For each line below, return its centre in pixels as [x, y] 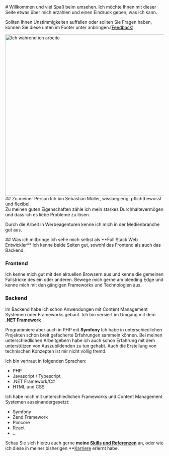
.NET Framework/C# [34, 381]
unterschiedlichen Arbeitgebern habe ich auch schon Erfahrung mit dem [80, 340]
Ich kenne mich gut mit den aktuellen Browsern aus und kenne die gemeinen [84, 274]
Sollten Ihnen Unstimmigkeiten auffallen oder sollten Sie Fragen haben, [79, 22]
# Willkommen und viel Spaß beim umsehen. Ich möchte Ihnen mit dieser [81, 7]
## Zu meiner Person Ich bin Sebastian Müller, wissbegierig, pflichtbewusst [83, 198]
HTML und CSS [28, 386]
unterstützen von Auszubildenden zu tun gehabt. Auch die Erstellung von [81, 346]
